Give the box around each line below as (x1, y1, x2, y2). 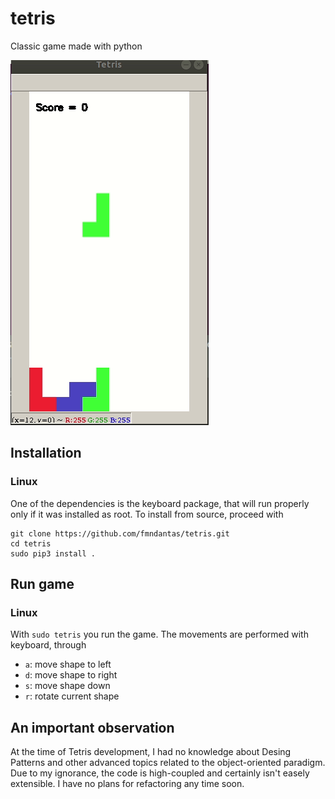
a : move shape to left (24, 658, 112, 671)
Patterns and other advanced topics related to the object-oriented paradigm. (10, 757, 326, 769)
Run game (10, 576, 75, 593)
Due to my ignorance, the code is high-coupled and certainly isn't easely (10, 767, 310, 779)
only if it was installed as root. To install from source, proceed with (10, 508, 284, 520)
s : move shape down (24, 680, 111, 692)
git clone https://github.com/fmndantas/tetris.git (10, 528, 230, 539)
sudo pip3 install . (10, 548, 97, 559)
